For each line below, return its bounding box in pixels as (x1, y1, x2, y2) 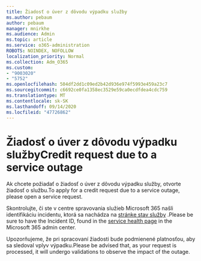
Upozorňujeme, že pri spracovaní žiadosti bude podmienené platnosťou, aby (6, 235, 196, 243)
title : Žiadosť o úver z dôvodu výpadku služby (6, 8, 128, 15)
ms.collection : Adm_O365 (6, 59, 68, 65)
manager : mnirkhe (6, 25, 50, 32)
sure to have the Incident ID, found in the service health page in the (6, 217, 173, 225)
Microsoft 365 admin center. (6, 224, 76, 231)
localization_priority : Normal (6, 53, 85, 59)
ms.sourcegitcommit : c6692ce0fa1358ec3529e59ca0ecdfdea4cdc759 (6, 87, 168, 93)
